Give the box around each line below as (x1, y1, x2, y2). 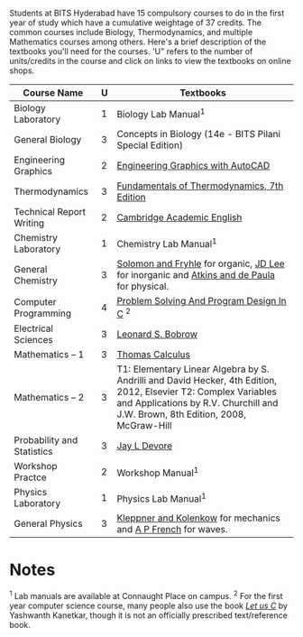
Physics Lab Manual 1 (116, 491, 207, 504)
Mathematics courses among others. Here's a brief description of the (9, 36, 267, 47)
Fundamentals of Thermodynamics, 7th (116, 180, 284, 192)
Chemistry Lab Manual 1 (116, 236, 217, 251)
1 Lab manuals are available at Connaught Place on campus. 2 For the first (9, 589, 283, 601)
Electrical (14, 322, 54, 335)
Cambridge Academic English (116, 211, 243, 224)
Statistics (14, 446, 53, 458)
